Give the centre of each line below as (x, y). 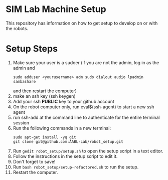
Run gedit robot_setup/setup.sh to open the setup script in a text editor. (88, 151)
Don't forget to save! (34, 161)
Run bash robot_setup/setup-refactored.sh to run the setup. (76, 167)
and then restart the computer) (45, 91)
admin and (24, 68)
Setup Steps (32, 49)
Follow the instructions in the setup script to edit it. (65, 156)
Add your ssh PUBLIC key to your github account (64, 101)
